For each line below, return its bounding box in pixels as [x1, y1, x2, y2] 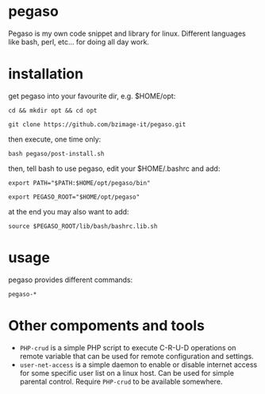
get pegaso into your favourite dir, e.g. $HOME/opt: [8, 91, 176, 101]
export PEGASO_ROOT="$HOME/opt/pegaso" [8, 193, 140, 201]
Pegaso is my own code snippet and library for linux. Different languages [8, 29, 246, 38]
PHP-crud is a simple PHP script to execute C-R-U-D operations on [19, 342, 236, 352]
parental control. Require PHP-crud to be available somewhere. [19, 377, 223, 386]
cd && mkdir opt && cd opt [8, 106, 98, 114]
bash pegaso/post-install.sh [8, 149, 105, 157]
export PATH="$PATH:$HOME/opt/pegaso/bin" [8, 179, 151, 187]
